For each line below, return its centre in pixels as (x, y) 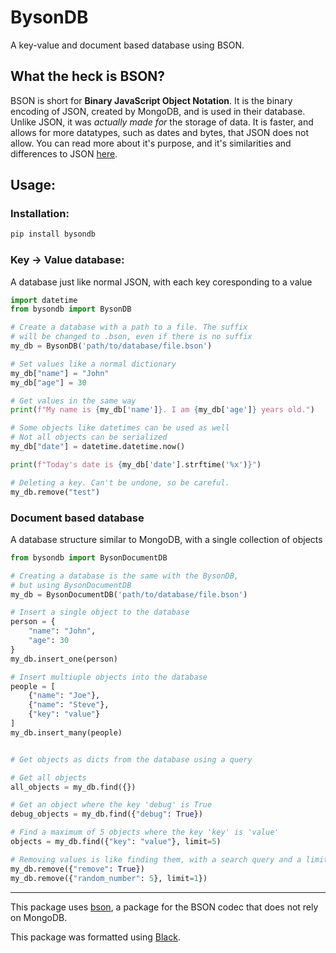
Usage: (33, 185)
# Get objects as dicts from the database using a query (131, 759)
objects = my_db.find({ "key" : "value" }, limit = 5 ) (116, 842)
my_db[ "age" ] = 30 (48, 382)
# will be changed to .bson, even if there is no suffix (131, 337)
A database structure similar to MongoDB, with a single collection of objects (166, 539)
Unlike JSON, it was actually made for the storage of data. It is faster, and (162, 122)
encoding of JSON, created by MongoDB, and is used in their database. (158, 111)
